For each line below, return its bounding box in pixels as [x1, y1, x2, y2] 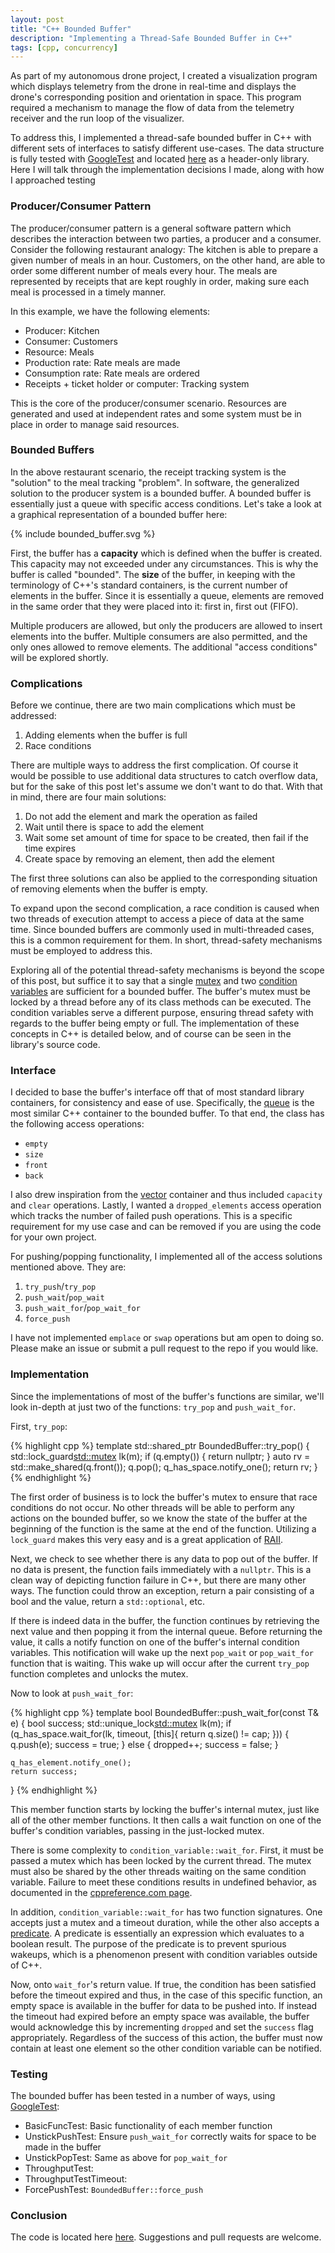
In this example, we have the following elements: [10, 305, 211, 317]
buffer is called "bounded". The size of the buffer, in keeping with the [10, 568, 296, 580]
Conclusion [10, 2208, 68, 2222]
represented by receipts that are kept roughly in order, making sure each [10, 275, 310, 287]
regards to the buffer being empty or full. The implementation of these [10, 1017, 300, 1030]
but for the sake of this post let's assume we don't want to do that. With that [10, 781, 323, 793]
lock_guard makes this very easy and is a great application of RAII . [10, 1533, 284, 1545]
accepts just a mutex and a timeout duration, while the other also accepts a [10, 1916, 320, 1928]
